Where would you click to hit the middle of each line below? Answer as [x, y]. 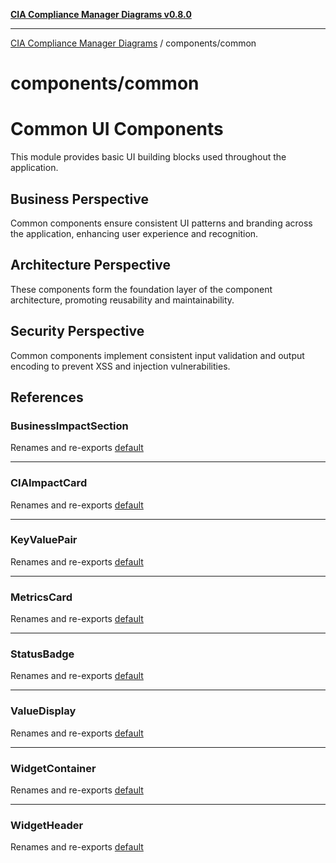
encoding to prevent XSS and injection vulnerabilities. [120, 366]
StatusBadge [42, 654]
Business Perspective [79, 199]
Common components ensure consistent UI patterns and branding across [161, 223]
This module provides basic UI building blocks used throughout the [148, 157]
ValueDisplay [43, 711]
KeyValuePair [44, 540]
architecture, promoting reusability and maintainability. [122, 300]
